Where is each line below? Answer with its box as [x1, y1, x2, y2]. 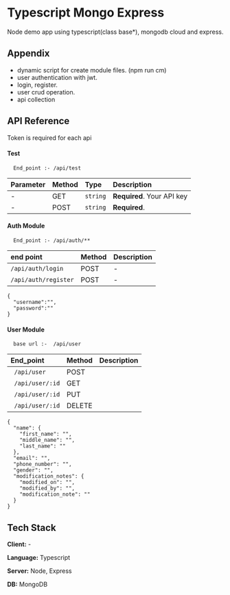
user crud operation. [16, 88, 76, 96]
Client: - [7, 540, 32, 548]
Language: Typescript [7, 553, 71, 561]
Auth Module [7, 222, 45, 230]
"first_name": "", [19, 431, 72, 438]
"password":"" [13, 305, 54, 312]
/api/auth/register [10, 276, 74, 283]
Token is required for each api [7, 133, 92, 142]
